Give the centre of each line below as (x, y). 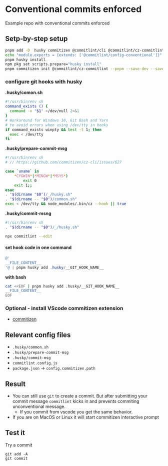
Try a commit (19, 445)
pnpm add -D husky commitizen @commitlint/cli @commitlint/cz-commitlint (85, 50)
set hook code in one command (38, 247)
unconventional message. (39, 406)
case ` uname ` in (22, 171)
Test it (15, 433)
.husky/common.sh (30, 347)
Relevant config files (38, 335)
